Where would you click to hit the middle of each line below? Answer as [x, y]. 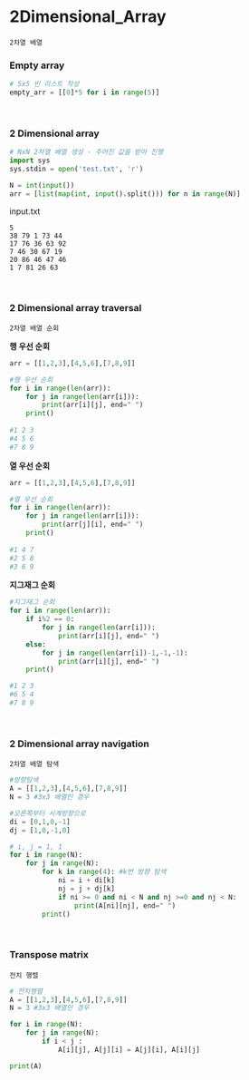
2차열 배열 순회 [34, 328]
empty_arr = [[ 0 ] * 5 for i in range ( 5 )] [85, 92]
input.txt [25, 211]
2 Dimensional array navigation [79, 744]
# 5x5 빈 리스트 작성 [44, 84]
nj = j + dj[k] [86, 889]
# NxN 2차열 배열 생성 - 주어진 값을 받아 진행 [86, 152]
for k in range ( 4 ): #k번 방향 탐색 [104, 872]
